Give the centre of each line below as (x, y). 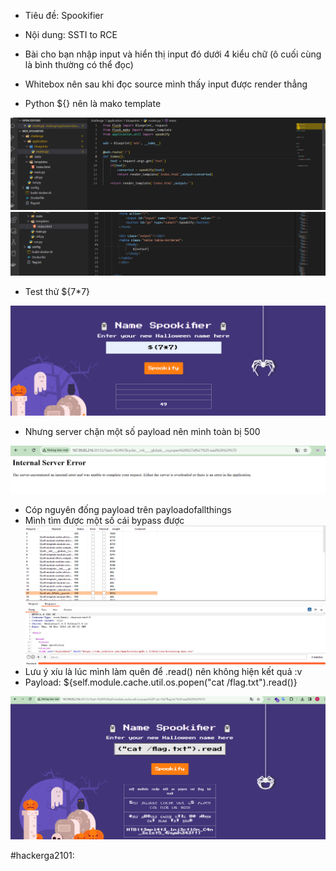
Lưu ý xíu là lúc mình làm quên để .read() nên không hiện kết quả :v (163, 671)
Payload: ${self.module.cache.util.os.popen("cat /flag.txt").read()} (161, 682)
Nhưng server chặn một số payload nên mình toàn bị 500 (142, 431)
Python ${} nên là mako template (93, 103)
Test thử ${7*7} (57, 291)
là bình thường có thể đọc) (79, 64)
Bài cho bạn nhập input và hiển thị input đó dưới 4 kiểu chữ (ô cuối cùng (173, 54)
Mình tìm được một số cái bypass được (104, 520)
